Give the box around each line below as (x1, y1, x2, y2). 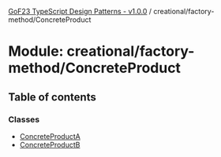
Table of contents (8, 90, 96, 104)
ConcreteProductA (19, 131, 81, 141)
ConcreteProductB (19, 140, 81, 149)
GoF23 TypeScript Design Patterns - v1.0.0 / (8, 7, 152, 16)
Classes (8, 114, 40, 125)
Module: (8, 42, 64, 60)
